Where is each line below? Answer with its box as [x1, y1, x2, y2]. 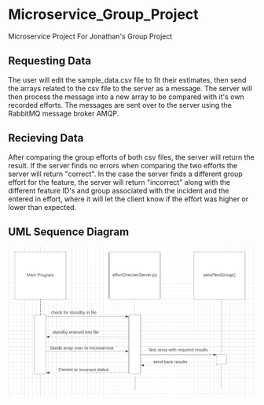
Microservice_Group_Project [8, 6, 199, 24]
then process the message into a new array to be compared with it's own [8, 92, 245, 101]
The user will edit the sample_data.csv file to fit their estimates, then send [8, 75, 247, 84]
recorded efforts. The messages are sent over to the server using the [8, 100, 232, 109]
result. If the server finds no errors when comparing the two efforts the [8, 160, 238, 170]
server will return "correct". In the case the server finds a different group [8, 169, 243, 179]
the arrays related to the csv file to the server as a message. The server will [8, 83, 253, 93]
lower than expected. [8, 202, 77, 212]
